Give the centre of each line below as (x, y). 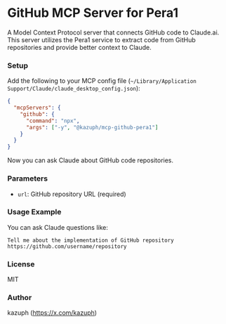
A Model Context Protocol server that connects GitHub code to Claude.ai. (113, 32)
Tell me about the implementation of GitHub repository (91, 240)
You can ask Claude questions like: (58, 227)
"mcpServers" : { (37, 108)
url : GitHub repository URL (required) (72, 194)
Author (20, 298)
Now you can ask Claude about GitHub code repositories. (91, 160)
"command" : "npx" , (53, 121)
